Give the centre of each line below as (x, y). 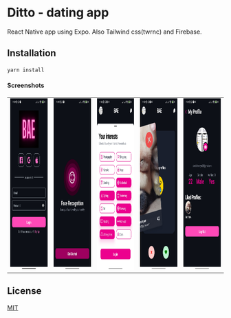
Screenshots (26, 86)
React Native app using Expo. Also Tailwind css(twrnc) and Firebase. (104, 32)
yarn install (26, 70)
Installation (32, 53)
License (24, 291)
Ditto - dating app (58, 13)
